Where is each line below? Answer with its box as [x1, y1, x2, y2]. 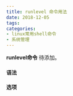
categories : [6, 25, 36, 32]
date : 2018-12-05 [6, 14, 50, 20]
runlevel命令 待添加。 [6, 54, 60, 61]
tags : [6, 20, 20, 26]
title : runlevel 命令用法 [6, 8, 68, 15]
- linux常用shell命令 [6, 31, 57, 37]
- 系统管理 [6, 37, 30, 43]
